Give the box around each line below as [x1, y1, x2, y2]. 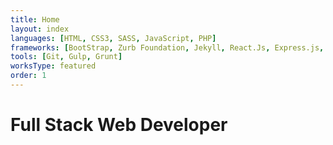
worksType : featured [10, 61, 97, 71]
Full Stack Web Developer [10, 114, 228, 136]
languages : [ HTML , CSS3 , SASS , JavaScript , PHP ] [10, 33, 217, 43]
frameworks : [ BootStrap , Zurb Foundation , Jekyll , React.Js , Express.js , [10, 42, 325, 53]
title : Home [10, 14, 60, 25]
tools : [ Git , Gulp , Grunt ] [10, 52, 123, 62]
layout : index [10, 24, 70, 34]
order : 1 [10, 71, 47, 81]
